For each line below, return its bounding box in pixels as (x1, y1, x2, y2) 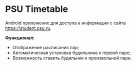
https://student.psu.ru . (5, 25, 51, 31)
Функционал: (5, 35, 35, 41)
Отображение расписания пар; (12, 44, 79, 50)
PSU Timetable (5, 3, 68, 15)
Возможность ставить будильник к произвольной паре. (12, 55, 132, 61)
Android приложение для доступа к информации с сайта (5, 20, 126, 26)
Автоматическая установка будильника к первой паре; (12, 50, 131, 56)
